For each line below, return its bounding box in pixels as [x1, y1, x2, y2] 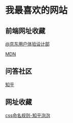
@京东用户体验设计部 [5, 41, 50, 47]
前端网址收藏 [5, 26, 46, 35]
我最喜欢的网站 [5, 5, 68, 16]
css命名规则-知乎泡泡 [5, 112, 51, 118]
